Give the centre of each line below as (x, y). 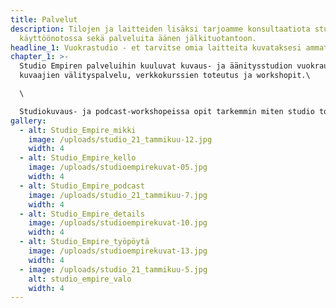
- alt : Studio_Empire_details (82, 214)
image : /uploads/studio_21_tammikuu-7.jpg (118, 195)
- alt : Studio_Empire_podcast (82, 186)
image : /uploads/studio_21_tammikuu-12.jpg (120, 139)
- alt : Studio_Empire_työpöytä (84, 242)
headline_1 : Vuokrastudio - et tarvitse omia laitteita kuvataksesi (156, 47)
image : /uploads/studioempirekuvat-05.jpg (118, 167)
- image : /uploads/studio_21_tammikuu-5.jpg (113, 269)
